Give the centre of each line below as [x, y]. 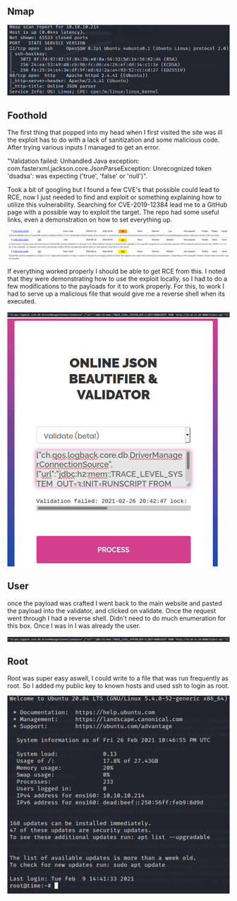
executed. [22, 301]
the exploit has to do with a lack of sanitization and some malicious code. [114, 140]
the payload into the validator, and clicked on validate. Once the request [112, 610]
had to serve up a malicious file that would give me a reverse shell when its [116, 294]
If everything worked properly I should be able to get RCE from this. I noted [116, 271]
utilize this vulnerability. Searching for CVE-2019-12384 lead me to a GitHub [117, 205]
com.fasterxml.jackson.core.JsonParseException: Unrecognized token [110, 168]
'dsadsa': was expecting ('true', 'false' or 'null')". [78, 176]
